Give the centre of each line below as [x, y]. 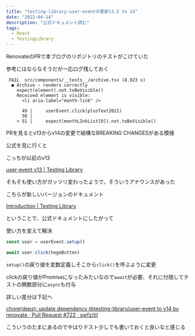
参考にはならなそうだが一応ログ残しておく [58, 69]
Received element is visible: [54, 95]
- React [21, 34]
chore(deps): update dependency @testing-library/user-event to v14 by [93, 308]
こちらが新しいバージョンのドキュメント [55, 194]
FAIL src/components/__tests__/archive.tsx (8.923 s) [77, 80]
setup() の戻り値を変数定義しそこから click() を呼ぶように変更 [81, 264]
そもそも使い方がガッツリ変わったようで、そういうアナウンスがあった [91, 182]
